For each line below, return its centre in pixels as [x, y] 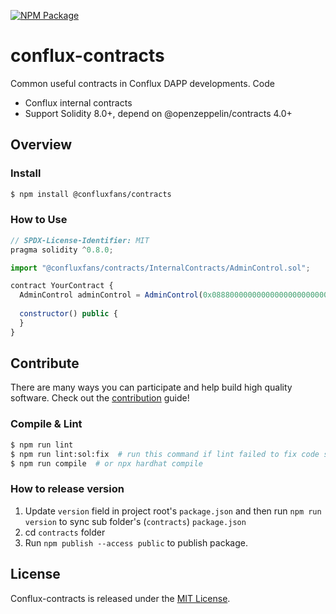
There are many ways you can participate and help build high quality [151, 387]
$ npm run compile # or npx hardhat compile [106, 463]
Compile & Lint [46, 424]
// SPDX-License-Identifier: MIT [80, 240]
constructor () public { [68, 314]
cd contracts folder [65, 532]
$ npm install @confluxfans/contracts [91, 194]
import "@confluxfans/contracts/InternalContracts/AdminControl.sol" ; [160, 268]
